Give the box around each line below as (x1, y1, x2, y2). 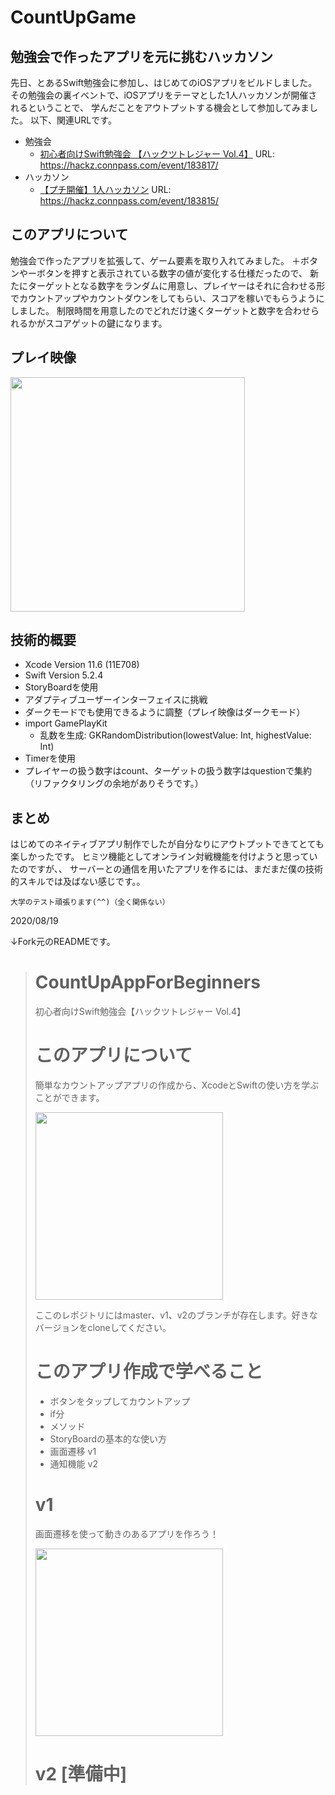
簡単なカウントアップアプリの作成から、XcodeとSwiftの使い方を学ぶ (34, 1079, 320, 1091)
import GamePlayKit (24, 717, 108, 730)
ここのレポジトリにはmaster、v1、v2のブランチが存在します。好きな (34, 1309, 318, 1321)
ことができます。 (34, 1092, 105, 1104)
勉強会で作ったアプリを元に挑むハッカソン (10, 48, 273, 65)
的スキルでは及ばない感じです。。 (10, 876, 146, 888)
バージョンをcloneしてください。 (34, 1322, 172, 1334)
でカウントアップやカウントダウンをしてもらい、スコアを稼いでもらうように (10, 292, 325, 304)
